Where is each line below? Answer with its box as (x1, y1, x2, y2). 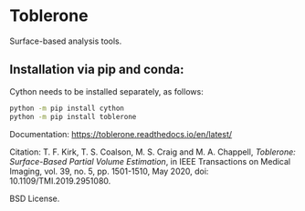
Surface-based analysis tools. (9, 35, 122, 46)
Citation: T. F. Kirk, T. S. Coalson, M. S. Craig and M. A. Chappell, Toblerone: (9, 146, 297, 157)
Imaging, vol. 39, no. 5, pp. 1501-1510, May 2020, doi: (9, 166, 209, 176)
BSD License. (9, 193, 60, 204)
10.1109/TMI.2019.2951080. (9, 175, 111, 186)
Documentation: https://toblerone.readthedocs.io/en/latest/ (9, 128, 233, 139)
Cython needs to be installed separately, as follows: (9, 85, 204, 96)
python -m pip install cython (9, 104, 125, 113)
